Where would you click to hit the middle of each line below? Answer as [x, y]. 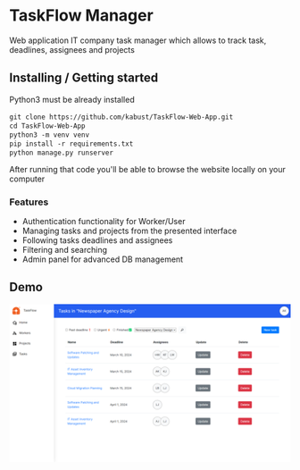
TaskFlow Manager [81, 16]
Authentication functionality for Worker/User [104, 222]
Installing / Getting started [84, 78]
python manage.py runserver [62, 153]
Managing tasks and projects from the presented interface [129, 231]
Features [29, 202]
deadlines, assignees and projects [72, 49]
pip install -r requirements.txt [71, 144]
